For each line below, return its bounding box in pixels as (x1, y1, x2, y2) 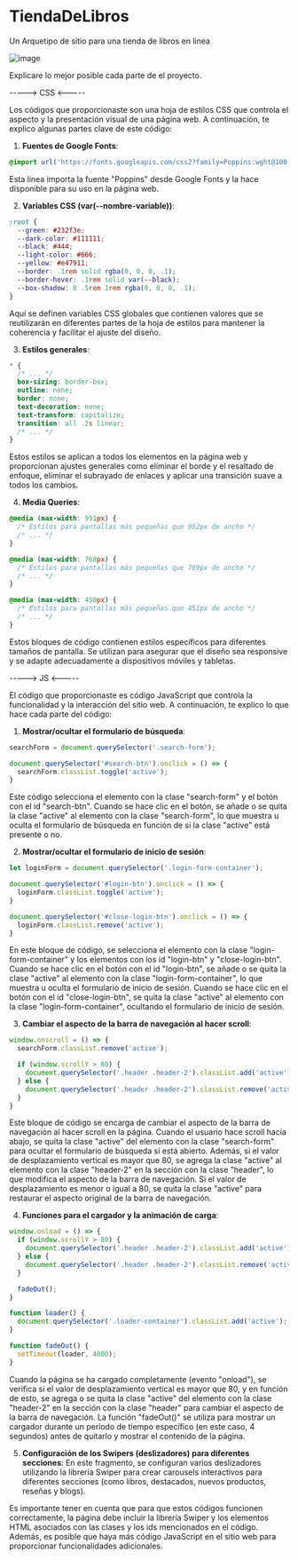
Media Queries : (21, 497, 80, 508)
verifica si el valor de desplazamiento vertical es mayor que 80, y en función (9, 1383, 288, 1394)
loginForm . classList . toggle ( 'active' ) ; (17, 888, 165, 898)
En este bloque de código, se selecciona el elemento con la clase (9, 945, 248, 955)
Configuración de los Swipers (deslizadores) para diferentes (21, 1447, 250, 1458)
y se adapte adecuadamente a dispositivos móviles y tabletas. (9, 655, 237, 666)
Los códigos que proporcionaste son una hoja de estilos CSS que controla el (9, 104, 289, 115)
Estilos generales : (21, 344, 90, 354)
